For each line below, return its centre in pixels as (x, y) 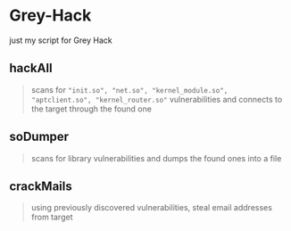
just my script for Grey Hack (61, 40)
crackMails (41, 186)
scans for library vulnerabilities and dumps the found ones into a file (156, 158)
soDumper (39, 137)
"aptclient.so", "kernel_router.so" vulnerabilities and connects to (157, 99)
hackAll (31, 68)
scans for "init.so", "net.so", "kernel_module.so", (129, 89)
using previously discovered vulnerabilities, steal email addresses (151, 208)
